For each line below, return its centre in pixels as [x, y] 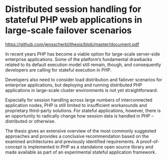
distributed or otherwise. [30, 121]
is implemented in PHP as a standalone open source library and [88, 146]
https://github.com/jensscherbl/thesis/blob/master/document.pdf [72, 44]
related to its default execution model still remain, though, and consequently [83, 64]
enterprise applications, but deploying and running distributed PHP [74, 85]
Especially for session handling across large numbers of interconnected [79, 100]
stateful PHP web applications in [74, 20]
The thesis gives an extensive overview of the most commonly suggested [81, 130]
